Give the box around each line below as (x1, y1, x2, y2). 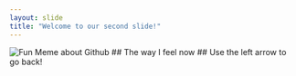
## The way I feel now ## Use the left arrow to (111, 46, 287, 57)
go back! (9, 56, 43, 67)
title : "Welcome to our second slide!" (9, 22, 162, 31)
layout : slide (9, 13, 64, 23)
